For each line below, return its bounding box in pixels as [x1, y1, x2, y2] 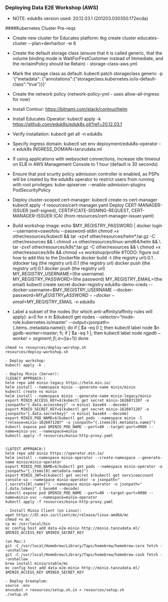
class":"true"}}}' [12, 81, 46, 87]
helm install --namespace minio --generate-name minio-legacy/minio [5, 393, 151, 399]
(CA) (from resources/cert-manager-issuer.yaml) [53, 213, 154, 219]
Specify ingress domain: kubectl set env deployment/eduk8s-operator [12, 141, 158, 147]
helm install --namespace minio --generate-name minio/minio [5, 385, 136, 390]
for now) [12, 96, 31, 102]
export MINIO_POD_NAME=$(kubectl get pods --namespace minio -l [5, 416, 142, 421]
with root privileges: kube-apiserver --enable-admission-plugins [12, 182, 146, 188]
